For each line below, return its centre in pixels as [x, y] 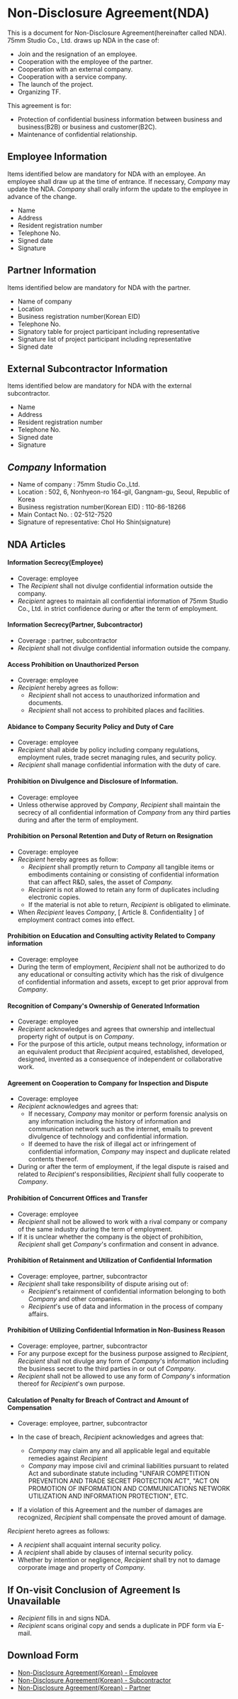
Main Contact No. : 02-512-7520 [65, 515]
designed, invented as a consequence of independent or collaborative [120, 1059]
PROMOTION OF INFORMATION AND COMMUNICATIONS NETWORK [129, 1489]
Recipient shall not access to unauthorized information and [114, 695]
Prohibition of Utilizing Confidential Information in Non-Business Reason [116, 1330]
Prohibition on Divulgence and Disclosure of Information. [93, 781]
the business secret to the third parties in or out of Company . [107, 1369]
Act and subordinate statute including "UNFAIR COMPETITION [119, 1473]
